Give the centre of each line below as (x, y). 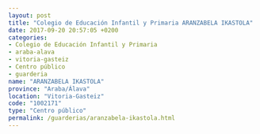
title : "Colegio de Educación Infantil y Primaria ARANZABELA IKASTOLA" (131, 23)
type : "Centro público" (48, 111)
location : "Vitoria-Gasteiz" (56, 96)
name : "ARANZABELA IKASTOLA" (56, 81)
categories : (28, 37)
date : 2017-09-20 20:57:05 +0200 (63, 30)
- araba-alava (32, 52)
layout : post (30, 15)
